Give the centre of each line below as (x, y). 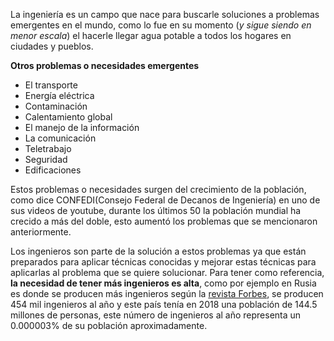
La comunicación (60, 138)
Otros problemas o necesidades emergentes (105, 65)
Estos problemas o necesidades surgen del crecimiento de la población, (158, 189)
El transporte (51, 85)
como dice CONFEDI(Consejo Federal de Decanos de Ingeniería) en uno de (165, 200)
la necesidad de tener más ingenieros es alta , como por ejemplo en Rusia (163, 283)
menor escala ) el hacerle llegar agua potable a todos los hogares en (151, 35)
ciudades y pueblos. (52, 46)
